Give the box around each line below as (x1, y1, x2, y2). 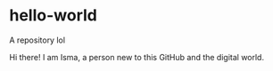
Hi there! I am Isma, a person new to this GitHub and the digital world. (9, 51, 265, 62)
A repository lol (9, 35, 65, 45)
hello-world (9, 5, 98, 26)
